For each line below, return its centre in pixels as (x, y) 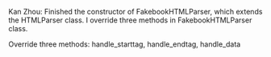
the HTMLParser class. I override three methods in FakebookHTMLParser (130, 20)
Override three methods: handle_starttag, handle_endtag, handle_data (125, 44)
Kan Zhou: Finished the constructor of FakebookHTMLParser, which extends (135, 12)
